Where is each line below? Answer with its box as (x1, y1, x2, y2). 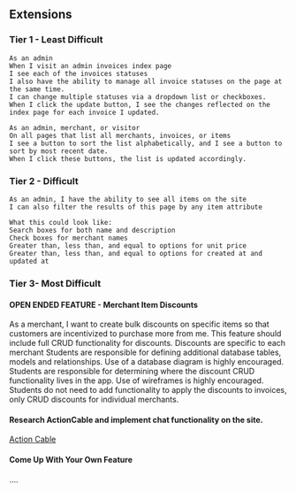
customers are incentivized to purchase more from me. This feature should (9, 328, 282, 339)
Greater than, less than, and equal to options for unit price (9, 241, 247, 250)
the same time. (9, 84, 65, 94)
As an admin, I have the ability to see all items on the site (9, 195, 247, 204)
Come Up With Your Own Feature (9, 454, 133, 465)
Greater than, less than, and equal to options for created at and (9, 249, 263, 258)
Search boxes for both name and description (9, 226, 176, 234)
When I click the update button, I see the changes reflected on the (9, 100, 271, 109)
